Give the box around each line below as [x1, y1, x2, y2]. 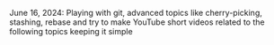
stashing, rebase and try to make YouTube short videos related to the [9, 17, 265, 27]
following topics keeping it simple [9, 26, 133, 36]
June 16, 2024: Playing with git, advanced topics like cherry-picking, [9, 8, 263, 18]
